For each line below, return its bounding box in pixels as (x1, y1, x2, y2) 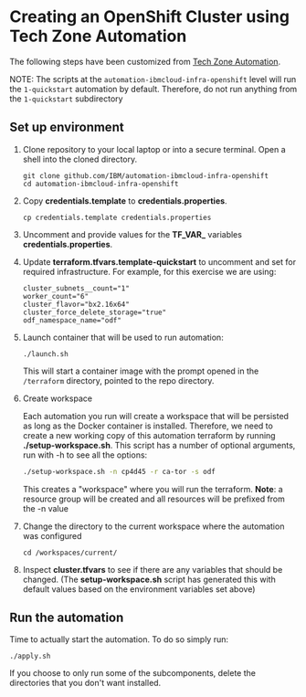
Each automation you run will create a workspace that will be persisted (22, 410, 290, 421)
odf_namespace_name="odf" (22, 315, 121, 325)
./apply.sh (9, 651, 51, 661)
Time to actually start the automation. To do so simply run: (9, 634, 229, 645)
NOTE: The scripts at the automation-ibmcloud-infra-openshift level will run (9, 73, 297, 84)
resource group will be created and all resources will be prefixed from (22, 493, 286, 504)
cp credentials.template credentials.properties (22, 213, 212, 222)
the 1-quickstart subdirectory (9, 93, 123, 104)
